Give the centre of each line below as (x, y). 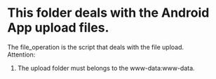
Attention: (21, 55)
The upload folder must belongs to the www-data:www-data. (106, 68)
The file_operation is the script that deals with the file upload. (96, 47)
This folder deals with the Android (108, 13)
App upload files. (58, 28)
